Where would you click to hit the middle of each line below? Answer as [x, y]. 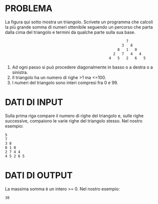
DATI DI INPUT [34, 102]
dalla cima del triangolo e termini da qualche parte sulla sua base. [70, 32]
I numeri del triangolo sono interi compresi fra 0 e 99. [65, 83]
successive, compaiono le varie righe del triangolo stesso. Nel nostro [74, 121]
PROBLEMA [29, 8]
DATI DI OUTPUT [39, 176]
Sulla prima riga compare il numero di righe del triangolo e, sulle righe [74, 116]
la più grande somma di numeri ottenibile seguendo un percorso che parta [79, 27]
